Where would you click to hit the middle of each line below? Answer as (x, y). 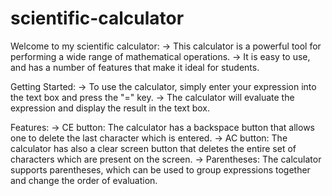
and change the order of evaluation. (84, 180)
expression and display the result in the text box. (110, 108)
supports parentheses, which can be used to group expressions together (160, 169)
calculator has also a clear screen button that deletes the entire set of (153, 148)
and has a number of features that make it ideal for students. (135, 67)
